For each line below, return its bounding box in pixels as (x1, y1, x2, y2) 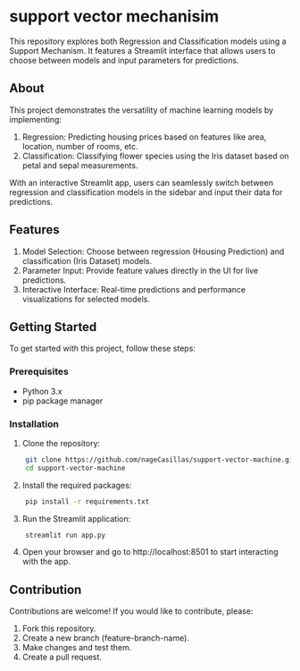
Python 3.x (21, 386, 62, 396)
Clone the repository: (21, 437, 101, 448)
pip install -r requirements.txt (25, 497, 150, 506)
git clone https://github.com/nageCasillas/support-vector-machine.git (25, 454, 297, 464)
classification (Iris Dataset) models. (21, 255, 153, 266)
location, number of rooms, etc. (21, 140, 138, 151)
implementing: (9, 114, 62, 124)
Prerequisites (9, 365, 69, 378)
